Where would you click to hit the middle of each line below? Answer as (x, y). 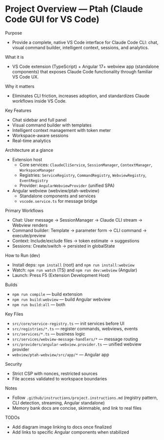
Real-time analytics (31, 141)
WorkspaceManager (37, 170)
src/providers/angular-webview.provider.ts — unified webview (77, 344)
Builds (11, 285)
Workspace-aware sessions (40, 135)
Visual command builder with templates (52, 125)
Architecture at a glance (29, 150)
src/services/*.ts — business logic (49, 334)
